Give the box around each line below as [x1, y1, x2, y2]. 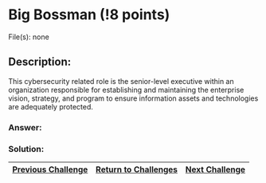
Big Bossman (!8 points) [8, 6, 170, 24]
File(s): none [8, 32, 49, 42]
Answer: [8, 121, 42, 133]
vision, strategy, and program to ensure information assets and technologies [8, 93, 259, 103]
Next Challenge [185, 164, 245, 175]
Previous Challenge [12, 164, 88, 175]
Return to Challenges [95, 164, 178, 175]
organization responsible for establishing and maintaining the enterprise [8, 85, 244, 94]
